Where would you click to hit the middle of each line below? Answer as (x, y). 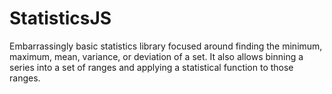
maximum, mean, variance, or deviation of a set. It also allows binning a (156, 56)
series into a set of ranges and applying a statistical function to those (151, 67)
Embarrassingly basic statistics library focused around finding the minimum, (166, 46)
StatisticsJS (60, 18)
